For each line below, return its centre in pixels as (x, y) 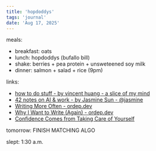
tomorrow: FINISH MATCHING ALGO (51, 130)
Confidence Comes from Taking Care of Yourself (75, 119)
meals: (14, 40)
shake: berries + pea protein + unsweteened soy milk (80, 64)
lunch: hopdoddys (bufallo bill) (52, 58)
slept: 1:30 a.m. (25, 142)
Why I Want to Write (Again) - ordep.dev (64, 113)
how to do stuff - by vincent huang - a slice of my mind (82, 94)
